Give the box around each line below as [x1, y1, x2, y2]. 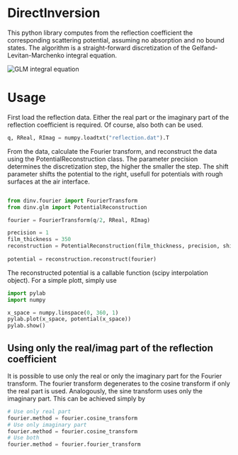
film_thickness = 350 [7, 236, 72, 243]
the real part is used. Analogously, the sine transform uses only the [7, 386, 203, 395]
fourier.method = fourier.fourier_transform [7, 441, 141, 448]
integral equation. [66, 51, 118, 60]
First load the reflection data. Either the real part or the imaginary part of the [7, 113, 229, 121]
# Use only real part [7, 408, 72, 415]
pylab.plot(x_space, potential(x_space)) [7, 315, 132, 323]
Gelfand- [191, 43, 218, 52]
